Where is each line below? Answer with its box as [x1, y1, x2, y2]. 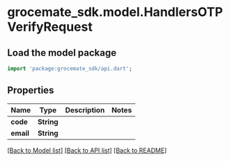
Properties [7, 84, 54, 96]
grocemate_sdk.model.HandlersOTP [7, 4, 223, 20]
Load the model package [7, 47, 117, 59]
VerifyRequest [7, 19, 93, 35]
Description [65, 105, 105, 115]
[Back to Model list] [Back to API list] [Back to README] [7, 146, 167, 154]
